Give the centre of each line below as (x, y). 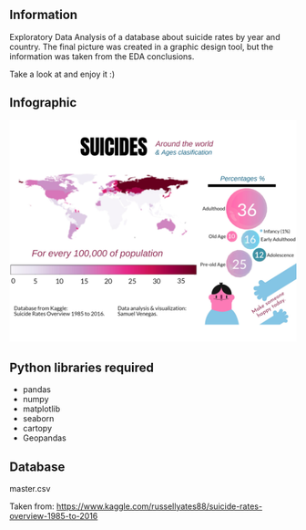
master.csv (30, 489)
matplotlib (41, 409)
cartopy (37, 429)
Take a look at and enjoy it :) (62, 74)
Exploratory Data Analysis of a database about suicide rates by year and (145, 36)
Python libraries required (82, 367)
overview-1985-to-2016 (54, 516)
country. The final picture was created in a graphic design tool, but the (142, 47)
